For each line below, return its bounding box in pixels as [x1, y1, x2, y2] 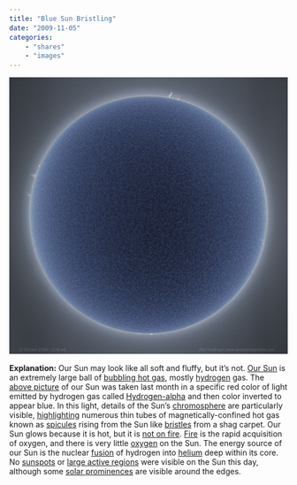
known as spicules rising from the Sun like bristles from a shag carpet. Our [9, 420, 281, 430]
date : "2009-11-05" [9, 23, 81, 33]
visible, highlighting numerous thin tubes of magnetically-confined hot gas [9, 410, 280, 421]
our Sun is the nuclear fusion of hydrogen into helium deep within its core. [9, 447, 278, 458]
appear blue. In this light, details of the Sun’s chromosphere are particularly [9, 400, 283, 411]
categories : [9, 33, 53, 42]
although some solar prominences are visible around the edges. [9, 466, 241, 477]
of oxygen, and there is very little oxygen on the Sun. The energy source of [9, 438, 283, 449]
